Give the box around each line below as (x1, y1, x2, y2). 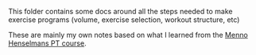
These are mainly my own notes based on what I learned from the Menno (8, 31, 248, 39)
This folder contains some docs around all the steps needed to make (8, 7, 233, 16)
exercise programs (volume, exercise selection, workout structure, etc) (8, 15, 240, 24)
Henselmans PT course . (8, 38, 87, 48)
